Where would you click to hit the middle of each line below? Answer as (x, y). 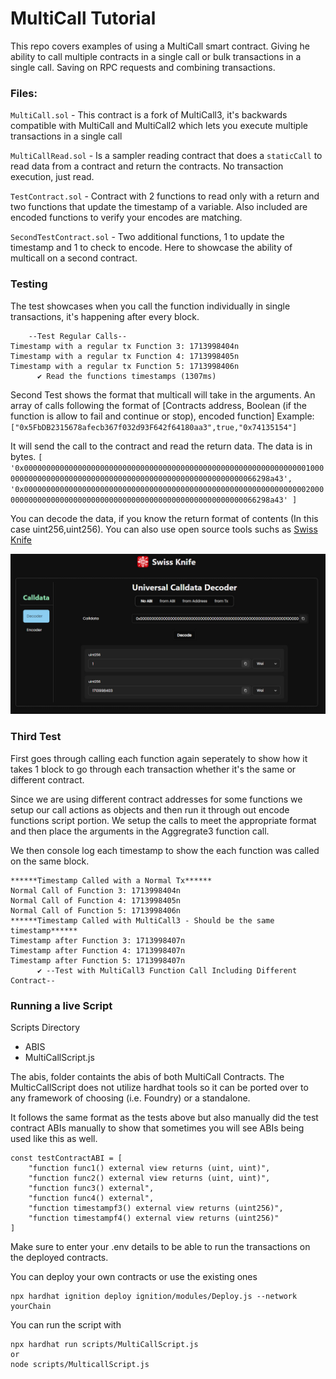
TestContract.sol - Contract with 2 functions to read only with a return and (165, 196)
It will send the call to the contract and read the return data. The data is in (161, 446)
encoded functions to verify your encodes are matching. (126, 218)
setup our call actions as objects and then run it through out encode (150, 809)
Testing (29, 284)
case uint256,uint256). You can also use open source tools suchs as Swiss (164, 529)
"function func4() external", (91, 1198)
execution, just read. (52, 177)
